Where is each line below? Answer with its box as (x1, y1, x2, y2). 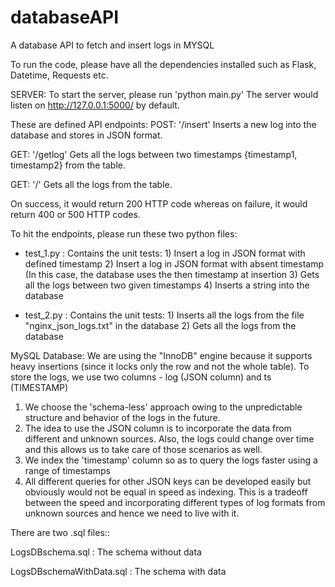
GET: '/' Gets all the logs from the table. (10, 178, 173, 190)
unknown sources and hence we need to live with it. (24, 507, 240, 519)
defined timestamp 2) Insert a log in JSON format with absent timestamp (24, 257, 325, 270)
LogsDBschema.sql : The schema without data (10, 546, 202, 558)
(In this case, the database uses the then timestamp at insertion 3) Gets (24, 268, 320, 280)
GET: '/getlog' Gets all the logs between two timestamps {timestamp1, (10, 148, 298, 160)
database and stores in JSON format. (10, 129, 163, 141)
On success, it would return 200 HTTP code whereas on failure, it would (10, 197, 308, 210)
